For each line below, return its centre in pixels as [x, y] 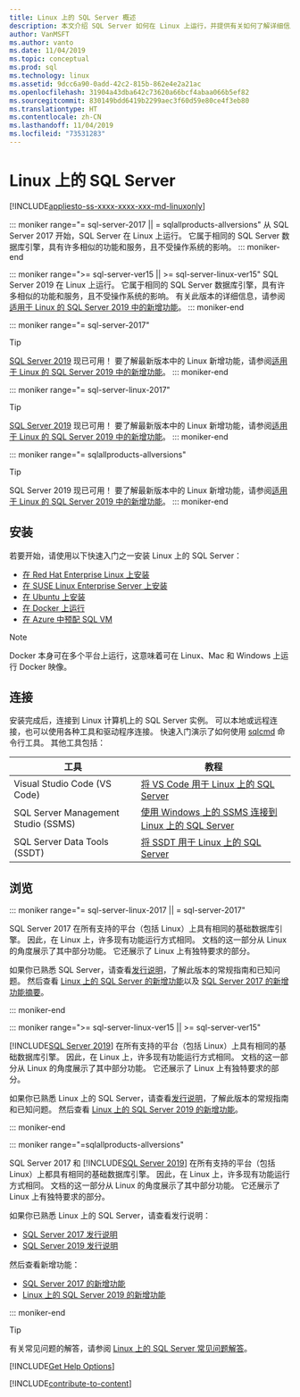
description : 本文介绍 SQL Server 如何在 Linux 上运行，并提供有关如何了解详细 [146, 26]
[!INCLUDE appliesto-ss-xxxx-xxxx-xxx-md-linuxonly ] [107, 205]
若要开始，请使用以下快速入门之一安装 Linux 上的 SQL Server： [126, 556]
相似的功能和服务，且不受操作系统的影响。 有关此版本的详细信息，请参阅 [151, 296]
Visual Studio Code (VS [62, 784]
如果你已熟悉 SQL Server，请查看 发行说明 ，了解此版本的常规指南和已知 [141, 970]
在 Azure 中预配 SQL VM [67, 619]
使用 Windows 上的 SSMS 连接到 [209, 812]
